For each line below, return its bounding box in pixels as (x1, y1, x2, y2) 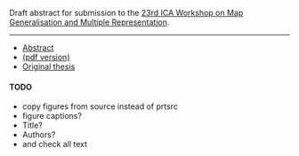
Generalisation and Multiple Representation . (9, 17, 170, 27)
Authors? (21, 129, 56, 140)
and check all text (21, 139, 87, 150)
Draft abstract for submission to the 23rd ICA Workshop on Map (9, 8, 244, 18)
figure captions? (21, 111, 83, 121)
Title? (21, 120, 43, 131)
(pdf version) (21, 52, 70, 62)
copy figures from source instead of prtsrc (21, 101, 178, 112)
